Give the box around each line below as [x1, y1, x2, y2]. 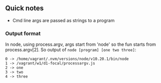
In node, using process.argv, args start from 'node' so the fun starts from [5, 41, 156, 47]
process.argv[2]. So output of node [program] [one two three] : [5, 47, 136, 53]
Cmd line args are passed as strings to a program [12, 17, 115, 23]
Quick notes [5, 4, 44, 13]
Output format [5, 30, 41, 37]
